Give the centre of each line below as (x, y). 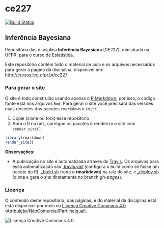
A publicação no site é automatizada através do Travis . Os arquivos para (85, 161)
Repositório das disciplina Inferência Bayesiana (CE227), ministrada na (77, 49)
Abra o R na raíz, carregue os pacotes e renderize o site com (74, 124)
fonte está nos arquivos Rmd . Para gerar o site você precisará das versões (79, 103)
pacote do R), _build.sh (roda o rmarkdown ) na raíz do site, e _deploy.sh (85, 172)
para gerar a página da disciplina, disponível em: (54, 69)
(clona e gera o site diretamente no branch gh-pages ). (67, 177)
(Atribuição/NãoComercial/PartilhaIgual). (46, 211)
